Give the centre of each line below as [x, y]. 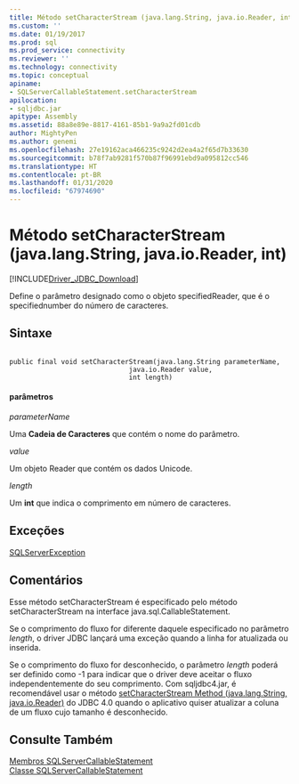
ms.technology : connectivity [63, 68]
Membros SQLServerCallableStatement [81, 761]
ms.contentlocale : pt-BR [55, 174]
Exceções [37, 531]
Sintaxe [31, 333]
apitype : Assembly [43, 117]
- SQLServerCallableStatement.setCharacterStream [103, 92]
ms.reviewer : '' [39, 59]
